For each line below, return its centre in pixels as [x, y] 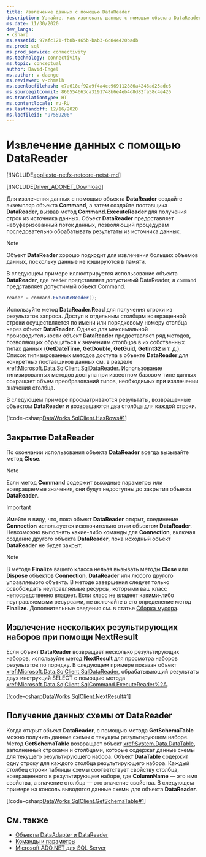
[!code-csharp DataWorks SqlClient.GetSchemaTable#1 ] [76, 801]
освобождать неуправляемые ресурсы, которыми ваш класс [87, 589]
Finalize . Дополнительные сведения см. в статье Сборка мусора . [93, 608]
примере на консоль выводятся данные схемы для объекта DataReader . [102, 789]
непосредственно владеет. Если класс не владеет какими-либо [90, 595]
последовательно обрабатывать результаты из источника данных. [94, 231]
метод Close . [24, 459]
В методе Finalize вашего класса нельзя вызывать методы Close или [97, 569]
